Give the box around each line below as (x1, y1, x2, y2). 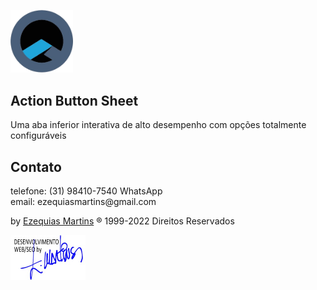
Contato (10, 158, 62, 175)
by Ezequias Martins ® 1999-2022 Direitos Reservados (10, 215, 235, 227)
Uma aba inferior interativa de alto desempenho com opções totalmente (10, 119, 307, 131)
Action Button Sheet (10, 92, 139, 109)
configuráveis (10, 130, 67, 142)
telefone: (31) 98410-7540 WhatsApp (10, 185, 163, 197)
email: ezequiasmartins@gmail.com (10, 196, 157, 208)
